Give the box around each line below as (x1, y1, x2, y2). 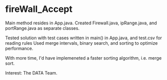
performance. (5, 45, 33, 51)
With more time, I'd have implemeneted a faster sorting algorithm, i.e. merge (5, 55, 162, 61)
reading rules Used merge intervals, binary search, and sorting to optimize (5, 40, 158, 46)
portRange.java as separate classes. (5, 25, 80, 31)
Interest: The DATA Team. (5, 70, 58, 76)
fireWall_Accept (5, 3, 73, 15)
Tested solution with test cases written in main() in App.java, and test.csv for (5, 35, 162, 41)
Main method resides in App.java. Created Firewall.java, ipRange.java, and (5, 20, 157, 26)
